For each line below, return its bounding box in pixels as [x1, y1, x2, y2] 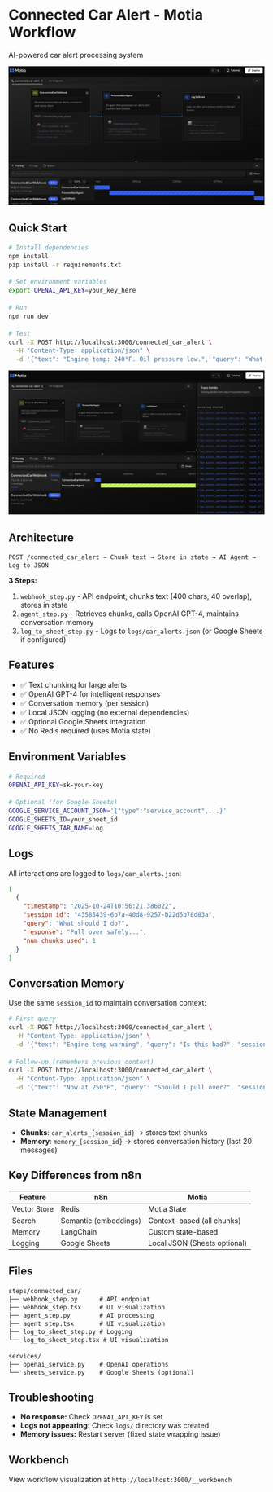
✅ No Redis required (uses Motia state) [19, 725, 152, 735]
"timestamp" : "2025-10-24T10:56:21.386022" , [23, 902, 176, 910]
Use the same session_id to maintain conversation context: [8, 998, 207, 1008]
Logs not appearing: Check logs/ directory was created [19, 1420, 210, 1431]
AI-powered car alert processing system [8, 50, 144, 59]
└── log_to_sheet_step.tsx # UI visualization [8, 1336, 169, 1344]
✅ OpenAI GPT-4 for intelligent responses [19, 689, 161, 698]
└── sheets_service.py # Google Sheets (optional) [8, 1368, 195, 1376]
